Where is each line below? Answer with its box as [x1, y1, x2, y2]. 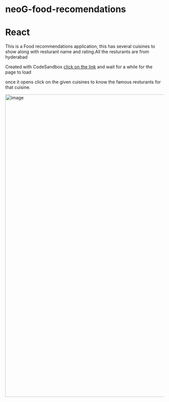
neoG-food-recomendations [5, 4, 126, 15]
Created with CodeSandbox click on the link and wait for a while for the [5, 64, 153, 70]
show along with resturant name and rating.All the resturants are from [5, 49, 149, 55]
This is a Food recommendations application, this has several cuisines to [5, 43, 155, 49]
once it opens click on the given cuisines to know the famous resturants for [5, 79, 161, 85]
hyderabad [5, 54, 28, 60]
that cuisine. [5, 84, 31, 90]
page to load [5, 69, 32, 75]
